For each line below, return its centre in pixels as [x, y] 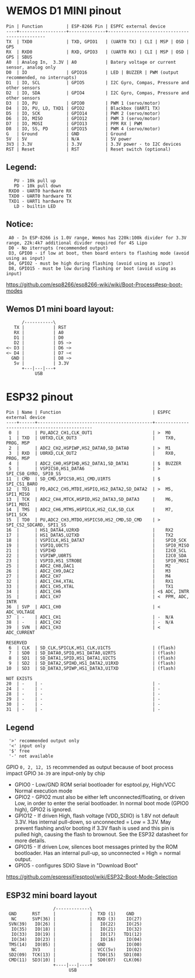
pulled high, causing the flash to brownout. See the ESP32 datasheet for [101, 835]
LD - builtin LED [35, 206]
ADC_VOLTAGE [20, 612]
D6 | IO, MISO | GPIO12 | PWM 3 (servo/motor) [83, 118]
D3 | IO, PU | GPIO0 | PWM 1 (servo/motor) [83, 103]
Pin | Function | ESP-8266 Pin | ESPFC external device [86, 26]
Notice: [20, 224]
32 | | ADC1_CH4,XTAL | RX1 [90, 581]
